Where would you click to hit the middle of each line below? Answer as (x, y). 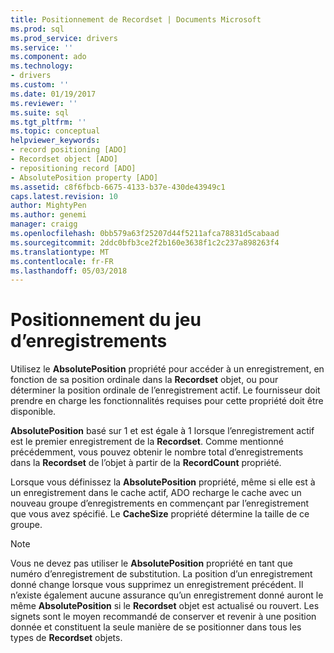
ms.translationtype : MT (60, 252)
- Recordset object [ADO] (64, 159)
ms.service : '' (42, 47)
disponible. (33, 412)
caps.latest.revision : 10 (64, 196)
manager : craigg (44, 224)
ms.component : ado (48, 57)
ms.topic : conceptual (55, 131)
